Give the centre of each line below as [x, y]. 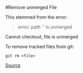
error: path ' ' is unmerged [45, 27]
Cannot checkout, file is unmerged [42, 37]
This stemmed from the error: [36, 17]
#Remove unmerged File [31, 7]
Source [13, 65]
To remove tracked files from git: [40, 47]
